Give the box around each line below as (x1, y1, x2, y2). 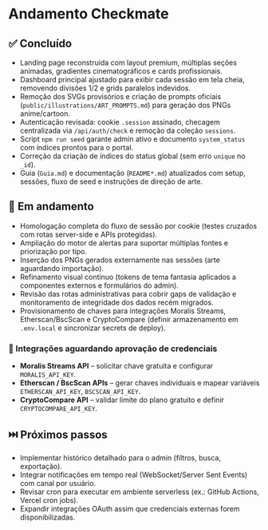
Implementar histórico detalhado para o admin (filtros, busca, (19, 452, 222, 462)
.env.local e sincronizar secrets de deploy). (19, 323, 166, 333)
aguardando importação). (19, 263, 104, 273)
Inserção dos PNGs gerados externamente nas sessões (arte (19, 255, 221, 265)
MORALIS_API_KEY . (19, 369, 77, 380)
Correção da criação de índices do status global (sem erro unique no (19, 151, 246, 161)
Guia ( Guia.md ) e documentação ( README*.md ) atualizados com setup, (19, 169, 246, 177)
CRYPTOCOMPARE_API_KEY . (19, 404, 98, 413)
